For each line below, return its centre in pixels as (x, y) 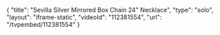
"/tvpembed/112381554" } (43, 24)
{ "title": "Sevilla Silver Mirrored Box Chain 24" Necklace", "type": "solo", (110, 10)
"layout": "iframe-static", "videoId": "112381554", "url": (84, 17)
